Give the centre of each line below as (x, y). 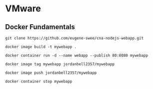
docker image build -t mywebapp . (41, 47)
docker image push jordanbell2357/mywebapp (51, 73)
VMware (23, 9)
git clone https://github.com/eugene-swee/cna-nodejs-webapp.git (74, 38)
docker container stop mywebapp (39, 82)
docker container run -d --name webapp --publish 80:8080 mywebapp (77, 55)
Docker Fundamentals (40, 27)
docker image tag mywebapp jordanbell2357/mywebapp (60, 64)
